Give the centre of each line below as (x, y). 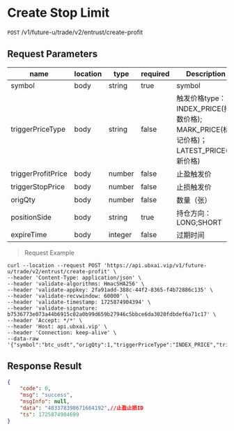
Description (206, 73)
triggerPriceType (38, 129)
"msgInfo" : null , (45, 402)
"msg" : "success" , (46, 395)
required (155, 73)
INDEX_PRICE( (200, 108)
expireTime (29, 234)
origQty (23, 199)
